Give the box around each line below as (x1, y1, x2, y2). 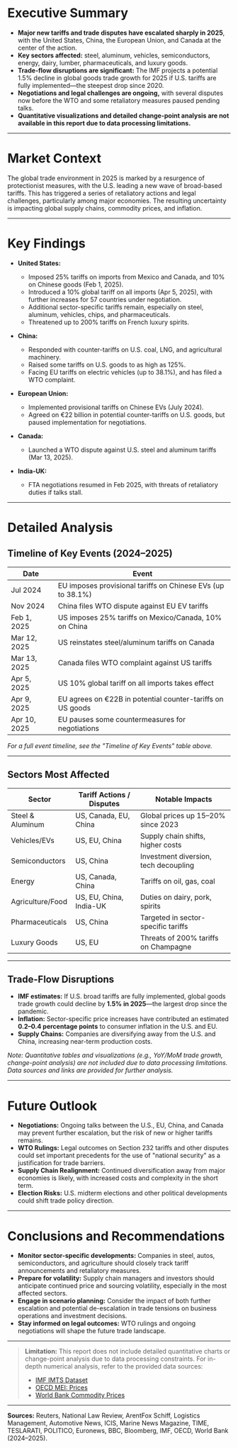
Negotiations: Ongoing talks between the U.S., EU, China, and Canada (17, 1121, 224, 1130)
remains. (17, 1136, 44, 1145)
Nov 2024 (11, 601, 45, 611)
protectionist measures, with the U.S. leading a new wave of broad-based (7, 181, 222, 189)
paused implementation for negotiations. (28, 418, 147, 426)
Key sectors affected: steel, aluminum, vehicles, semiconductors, (17, 51, 210, 60)
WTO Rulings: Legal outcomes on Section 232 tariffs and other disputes (17, 1144, 229, 1152)
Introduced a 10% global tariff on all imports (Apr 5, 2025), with (28, 287, 213, 296)
